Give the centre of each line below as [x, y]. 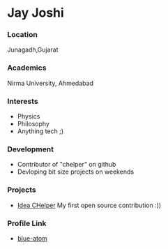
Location [23, 35]
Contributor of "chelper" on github [67, 165]
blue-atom [32, 238]
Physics [29, 116]
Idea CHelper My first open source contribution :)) [89, 205]
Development [31, 149]
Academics [27, 68]
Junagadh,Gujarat [33, 50]
